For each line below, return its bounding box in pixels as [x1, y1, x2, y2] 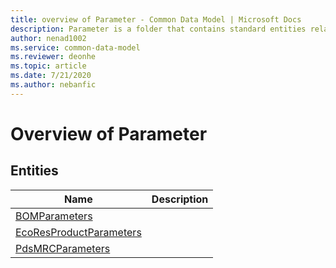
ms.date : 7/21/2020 [10, 71, 92, 81]
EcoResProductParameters [15, 225, 142, 239]
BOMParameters [15, 209, 93, 223]
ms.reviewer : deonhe [10, 52, 97, 62]
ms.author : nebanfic [10, 80, 97, 90]
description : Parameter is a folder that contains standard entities [10, 24, 307, 34]
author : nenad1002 [10, 33, 87, 43]
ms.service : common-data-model [10, 42, 141, 53]
